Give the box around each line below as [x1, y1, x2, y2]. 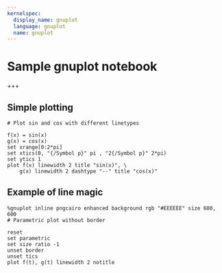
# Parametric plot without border [7, 217, 106, 223]
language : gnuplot [13, 23, 66, 30]
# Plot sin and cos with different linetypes [7, 120, 139, 127]
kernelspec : [7, 10, 41, 17]
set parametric [7, 234, 51, 241]
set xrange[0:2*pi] [7, 144, 63, 151]
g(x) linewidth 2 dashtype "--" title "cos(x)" [19, 168, 158, 175]
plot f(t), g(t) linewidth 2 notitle [7, 259, 115, 265]
